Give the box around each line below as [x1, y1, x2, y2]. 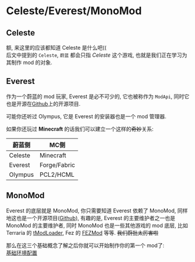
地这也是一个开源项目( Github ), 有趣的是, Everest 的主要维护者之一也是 [6, 214, 176, 221]
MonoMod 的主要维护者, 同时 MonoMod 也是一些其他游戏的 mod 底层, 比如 [6, 222, 189, 229]
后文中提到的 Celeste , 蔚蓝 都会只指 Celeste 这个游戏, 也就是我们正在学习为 [6, 51, 187, 59]
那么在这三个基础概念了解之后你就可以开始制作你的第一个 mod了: [6, 241, 165, 249]
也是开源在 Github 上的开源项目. [6, 100, 81, 107]
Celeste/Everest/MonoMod [6, 4, 142, 18]
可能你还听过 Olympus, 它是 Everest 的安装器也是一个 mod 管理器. [6, 112, 167, 119]
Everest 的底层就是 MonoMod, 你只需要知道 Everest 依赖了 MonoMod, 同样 [6, 207, 188, 214]
